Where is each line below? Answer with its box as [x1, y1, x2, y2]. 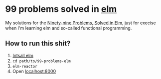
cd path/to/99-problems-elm [12, 58, 71, 64]
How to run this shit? [5, 39, 71, 48]
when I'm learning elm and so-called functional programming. [5, 25, 132, 31]
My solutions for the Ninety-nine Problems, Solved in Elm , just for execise [5, 20, 156, 26]
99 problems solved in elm [5, 3, 117, 15]
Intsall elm [12, 52, 34, 58]
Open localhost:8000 [12, 68, 56, 74]
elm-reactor [12, 64, 37, 69]
